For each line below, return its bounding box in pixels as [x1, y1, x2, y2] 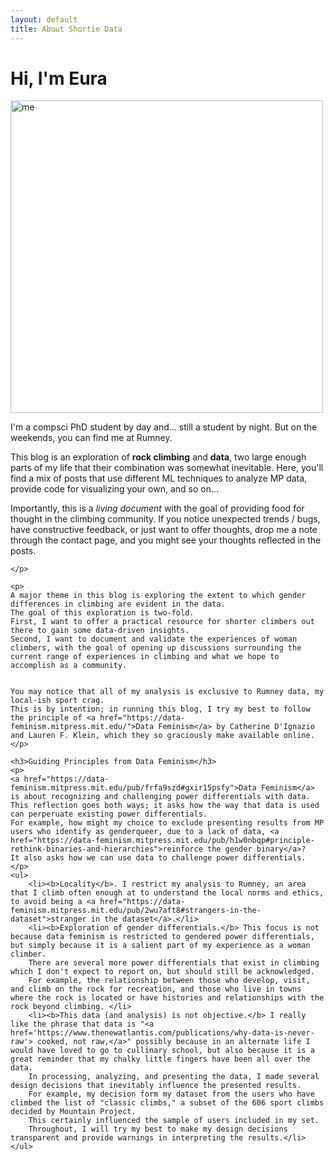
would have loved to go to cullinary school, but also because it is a [10, 1046, 315, 1056]
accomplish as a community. [10, 661, 128, 671]
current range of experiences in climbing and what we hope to [10, 652, 280, 662]
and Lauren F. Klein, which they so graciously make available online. [10, 731, 315, 741]
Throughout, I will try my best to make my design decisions [28, 1124, 288, 1135]
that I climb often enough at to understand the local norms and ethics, [10, 888, 325, 898]
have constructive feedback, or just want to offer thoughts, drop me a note [10, 524, 318, 536]
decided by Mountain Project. [10, 1107, 137, 1117]
